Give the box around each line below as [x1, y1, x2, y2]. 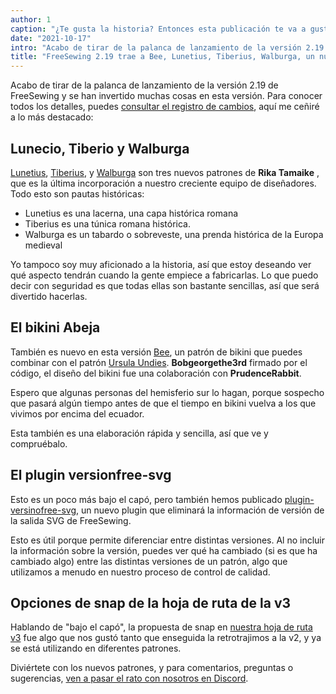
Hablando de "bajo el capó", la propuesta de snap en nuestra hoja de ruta [10, 621, 313, 633]
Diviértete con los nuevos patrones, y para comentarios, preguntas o [10, 662, 294, 674]
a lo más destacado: [10, 111, 94, 123]
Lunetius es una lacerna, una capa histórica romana [24, 207, 239, 219]
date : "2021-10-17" [10, 33, 92, 43]
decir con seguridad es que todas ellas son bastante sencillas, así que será [10, 279, 320, 291]
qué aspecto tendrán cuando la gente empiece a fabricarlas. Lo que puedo [10, 269, 319, 281]
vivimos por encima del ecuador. [10, 407, 145, 420]
